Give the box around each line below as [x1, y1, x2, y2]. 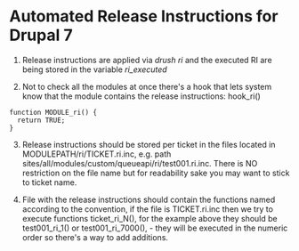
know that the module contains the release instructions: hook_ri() [21, 91, 261, 101]
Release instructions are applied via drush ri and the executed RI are [21, 54, 273, 65]
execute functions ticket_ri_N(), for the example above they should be [21, 213, 278, 223]
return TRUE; [17, 116, 66, 125]
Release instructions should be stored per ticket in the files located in [21, 139, 276, 150]
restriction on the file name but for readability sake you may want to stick [21, 167, 290, 178]
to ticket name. [21, 176, 77, 188]
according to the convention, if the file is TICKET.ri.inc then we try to [21, 203, 274, 215]
